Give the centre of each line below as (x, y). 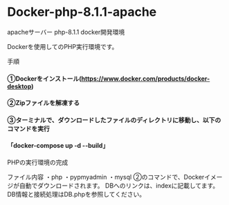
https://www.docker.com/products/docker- (146, 78)
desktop (19, 86)
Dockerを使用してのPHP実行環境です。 (63, 46)
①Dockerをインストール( (44, 78)
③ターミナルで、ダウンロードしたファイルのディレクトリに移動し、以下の (114, 120)
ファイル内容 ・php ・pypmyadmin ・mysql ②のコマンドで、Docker (106, 177)
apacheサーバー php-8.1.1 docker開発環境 (66, 32)
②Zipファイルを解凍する (44, 103)
